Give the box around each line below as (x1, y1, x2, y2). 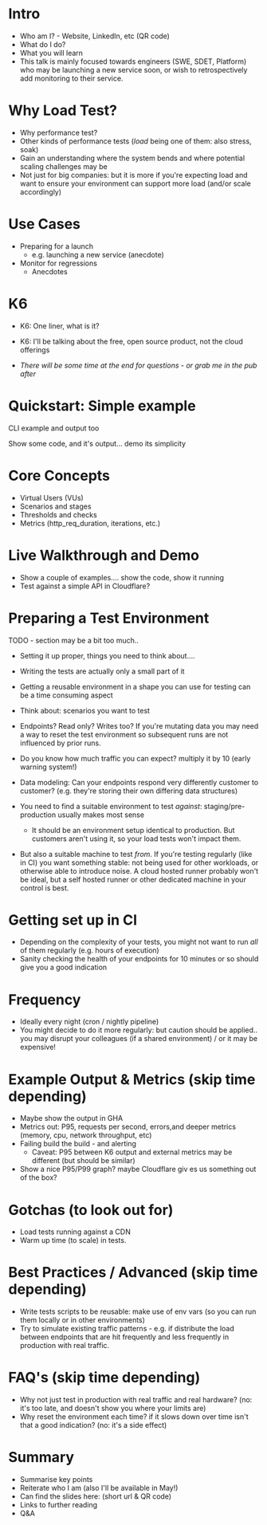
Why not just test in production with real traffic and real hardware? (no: (19, 1395, 253, 1405)
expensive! (19, 1042, 56, 1052)
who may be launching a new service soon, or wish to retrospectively (19, 65, 248, 74)
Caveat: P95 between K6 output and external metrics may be (31, 1147, 233, 1157)
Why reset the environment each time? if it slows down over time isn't (19, 1412, 249, 1421)
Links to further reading (19, 1500, 98, 1510)
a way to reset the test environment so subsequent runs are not (19, 729, 229, 739)
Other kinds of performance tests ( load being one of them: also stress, (19, 136, 253, 146)
